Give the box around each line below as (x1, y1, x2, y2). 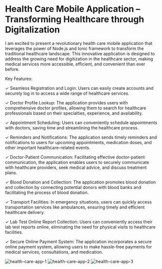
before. (5, 66, 20, 72)
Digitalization (5, 24, 60, 35)
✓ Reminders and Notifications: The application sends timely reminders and (5, 134, 157, 140)
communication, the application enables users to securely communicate (5, 159, 149, 165)
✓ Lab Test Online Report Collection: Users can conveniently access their (5, 219, 153, 225)
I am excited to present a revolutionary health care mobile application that (5, 40, 153, 46)
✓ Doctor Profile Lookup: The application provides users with (5, 100, 128, 105)
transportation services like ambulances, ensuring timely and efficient (5, 204, 145, 210)
